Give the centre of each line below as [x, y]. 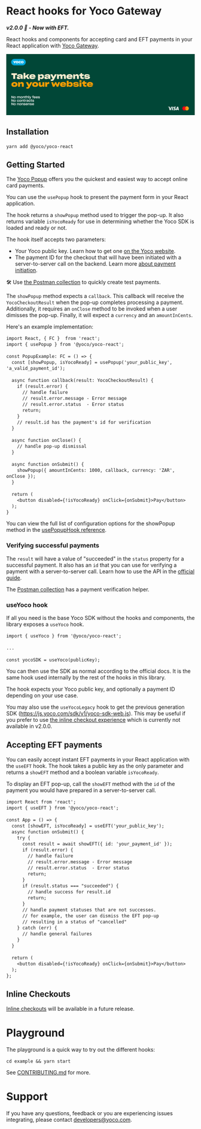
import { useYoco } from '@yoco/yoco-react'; [64, 636]
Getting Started [36, 165]
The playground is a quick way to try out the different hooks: [81, 1049]
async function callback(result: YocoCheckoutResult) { [83, 381]
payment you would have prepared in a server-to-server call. [81, 790]
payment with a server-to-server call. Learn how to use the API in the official [100, 571]
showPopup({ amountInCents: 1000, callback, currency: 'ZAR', [96, 471]
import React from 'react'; [41, 802]
